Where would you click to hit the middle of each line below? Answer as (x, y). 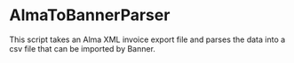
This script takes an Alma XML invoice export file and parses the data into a (147, 39)
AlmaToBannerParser (90, 15)
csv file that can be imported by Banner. (82, 48)
